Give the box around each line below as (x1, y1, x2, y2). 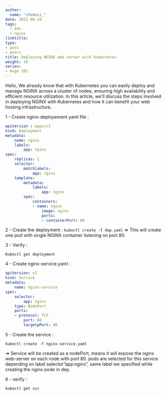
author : (5, 7, 22, 13)
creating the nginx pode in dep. (5, 366, 71, 372)
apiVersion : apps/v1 (5, 124, 51, 129)
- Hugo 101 (5, 69, 28, 74)
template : (14, 175, 35, 180)
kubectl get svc (5, 386, 39, 391)
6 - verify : (5, 376, 27, 382)
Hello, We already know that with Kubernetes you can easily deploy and (5, 83, 155, 89)
